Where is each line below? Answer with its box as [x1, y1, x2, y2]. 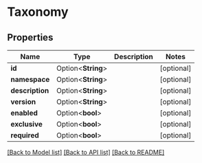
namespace [10, 75, 50, 84]
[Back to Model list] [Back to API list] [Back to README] [7, 149, 165, 156]
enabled [10, 108, 38, 118]
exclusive [10, 120, 43, 129]
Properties [7, 32, 54, 43]
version [10, 97, 36, 107]
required [10, 131, 39, 140]
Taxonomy [7, 4, 69, 20]
